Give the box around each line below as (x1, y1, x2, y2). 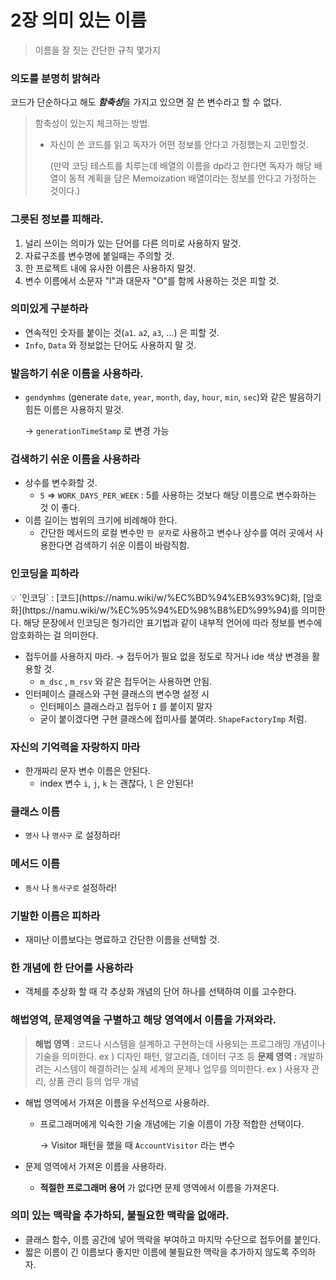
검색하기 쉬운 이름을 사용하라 (10, 452, 141, 466)
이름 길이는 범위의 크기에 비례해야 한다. (24, 514, 178, 526)
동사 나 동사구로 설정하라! (24, 881, 117, 893)
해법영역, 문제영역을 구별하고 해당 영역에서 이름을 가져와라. (10, 1013, 277, 1027)
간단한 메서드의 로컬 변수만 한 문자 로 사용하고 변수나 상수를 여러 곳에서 (39, 527, 313, 539)
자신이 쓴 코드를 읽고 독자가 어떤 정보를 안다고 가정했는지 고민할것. (49, 139, 309, 151)
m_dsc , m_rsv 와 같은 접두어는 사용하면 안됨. (39, 675, 213, 687)
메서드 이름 (10, 857, 61, 871)
